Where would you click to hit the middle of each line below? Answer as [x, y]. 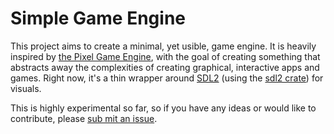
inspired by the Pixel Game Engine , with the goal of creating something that [165, 56]
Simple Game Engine [98, 18]
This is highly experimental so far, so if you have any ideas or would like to [163, 108]
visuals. [26, 88]
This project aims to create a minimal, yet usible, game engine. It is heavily [163, 46]
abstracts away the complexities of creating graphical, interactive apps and [165, 67]
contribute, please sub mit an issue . [84, 118]
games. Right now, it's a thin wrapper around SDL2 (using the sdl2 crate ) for [167, 78]
